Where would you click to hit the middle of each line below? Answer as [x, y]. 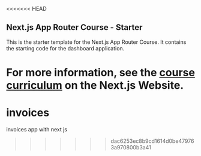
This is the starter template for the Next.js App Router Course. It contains [96, 42]
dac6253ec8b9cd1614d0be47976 [152, 141]
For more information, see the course [100, 73]
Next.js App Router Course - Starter [74, 27]
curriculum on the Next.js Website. [95, 85]
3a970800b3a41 [131, 147]
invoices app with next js [37, 129]
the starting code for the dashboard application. [65, 48]
